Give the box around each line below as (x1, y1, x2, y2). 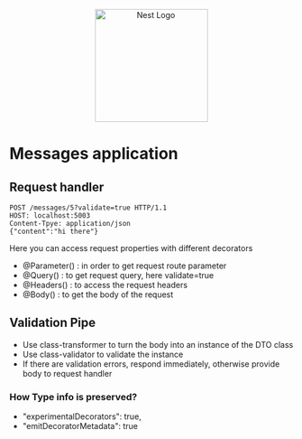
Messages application (9, 144, 178, 164)
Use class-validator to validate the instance (22, 349, 184, 360)
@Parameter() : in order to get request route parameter (22, 260, 227, 271)
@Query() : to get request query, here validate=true (22, 270, 215, 280)
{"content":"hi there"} (9, 227, 99, 236)
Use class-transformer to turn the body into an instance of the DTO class (22, 339, 294, 350)
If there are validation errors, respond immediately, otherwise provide (22, 358, 280, 369)
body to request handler (22, 368, 113, 378)
